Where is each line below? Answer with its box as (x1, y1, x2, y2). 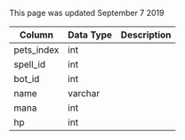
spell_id (13, 58, 46, 70)
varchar (68, 87, 101, 99)
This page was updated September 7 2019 (9, 8, 165, 18)
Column (19, 29, 53, 41)
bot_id (13, 73, 40, 85)
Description (120, 29, 172, 41)
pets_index (13, 44, 60, 56)
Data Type (68, 29, 113, 41)
